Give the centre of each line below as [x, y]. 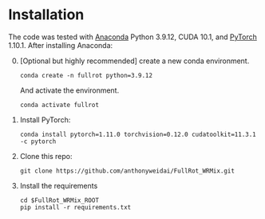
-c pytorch [38, 141]
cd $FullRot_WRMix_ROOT [59, 200]
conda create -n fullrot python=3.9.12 [86, 75]
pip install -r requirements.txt [75, 207]
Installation [46, 15]
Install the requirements [59, 185]
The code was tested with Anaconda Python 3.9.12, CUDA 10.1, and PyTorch [132, 37]
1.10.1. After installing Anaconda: [61, 45]
